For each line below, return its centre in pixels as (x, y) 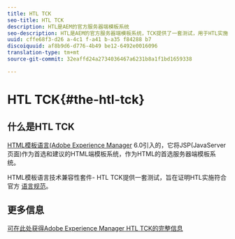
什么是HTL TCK (41, 127)
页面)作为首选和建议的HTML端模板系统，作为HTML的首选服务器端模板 (109, 153)
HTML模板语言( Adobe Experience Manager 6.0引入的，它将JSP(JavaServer (116, 145)
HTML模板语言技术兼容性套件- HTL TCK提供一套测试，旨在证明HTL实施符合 (117, 177)
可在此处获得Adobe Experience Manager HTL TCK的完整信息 (95, 228)
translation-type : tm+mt (43, 53)
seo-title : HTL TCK (36, 20)
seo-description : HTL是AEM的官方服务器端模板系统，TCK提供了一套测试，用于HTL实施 (118, 33)
